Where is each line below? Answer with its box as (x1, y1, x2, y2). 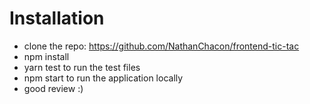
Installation (9, 7, 105, 30)
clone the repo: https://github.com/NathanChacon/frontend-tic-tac (23, 40, 300, 52)
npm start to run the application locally (23, 72, 184, 84)
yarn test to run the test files (23, 61, 141, 73)
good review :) (23, 82, 84, 94)
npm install (23, 50, 70, 62)
